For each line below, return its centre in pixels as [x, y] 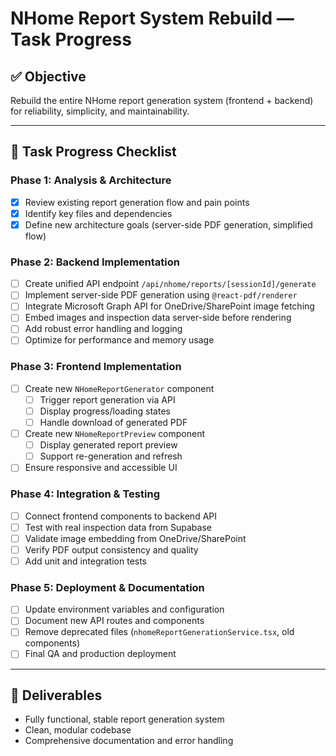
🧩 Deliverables [56, 695]
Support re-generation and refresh [111, 456]
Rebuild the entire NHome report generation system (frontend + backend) [162, 100]
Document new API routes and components [114, 621]
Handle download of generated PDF [113, 423]
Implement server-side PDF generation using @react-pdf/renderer [161, 295]
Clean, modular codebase [78, 730]
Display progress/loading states [105, 411]
